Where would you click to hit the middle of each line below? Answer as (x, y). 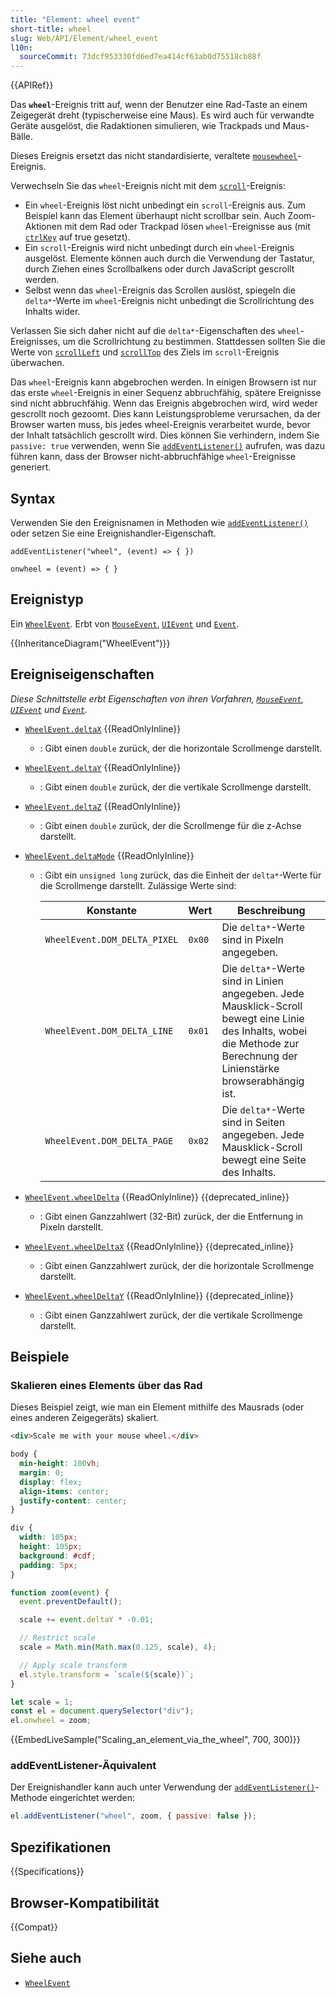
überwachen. (37, 363)
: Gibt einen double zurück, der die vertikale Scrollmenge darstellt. (175, 787)
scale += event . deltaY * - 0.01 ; (87, 1620)
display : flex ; (51, 1482)
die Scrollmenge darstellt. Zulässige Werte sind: (138, 885)
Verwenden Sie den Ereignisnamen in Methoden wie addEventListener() (159, 522)
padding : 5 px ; (48, 1565)
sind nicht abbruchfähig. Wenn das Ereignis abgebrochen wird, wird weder (164, 403)
